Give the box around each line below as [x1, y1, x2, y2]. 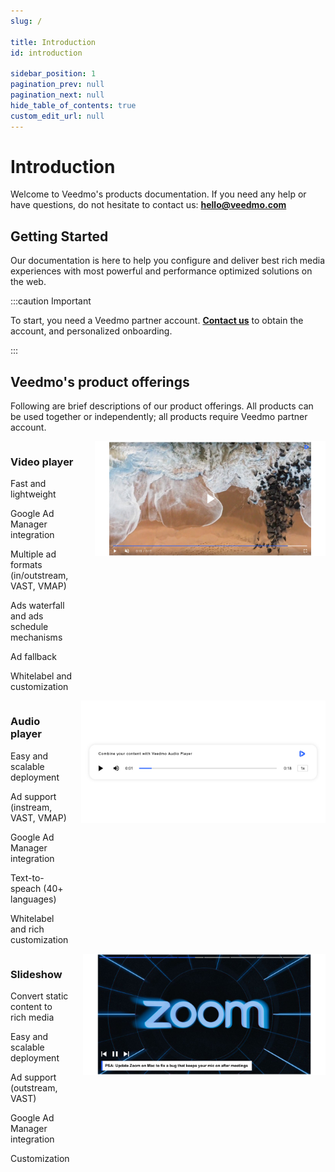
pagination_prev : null [10, 80, 105, 90]
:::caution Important [10, 295, 92, 307]
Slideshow [10, 967, 63, 981]
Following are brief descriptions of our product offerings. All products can [10, 400, 314, 412]
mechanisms [10, 631, 63, 644]
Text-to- [10, 871, 45, 884]
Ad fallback [10, 651, 58, 663]
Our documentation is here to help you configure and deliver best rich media [10, 255, 326, 267]
